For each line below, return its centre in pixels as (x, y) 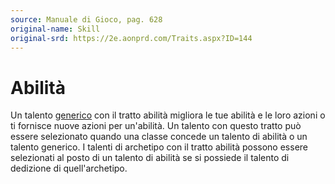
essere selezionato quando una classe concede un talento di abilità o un (159, 137)
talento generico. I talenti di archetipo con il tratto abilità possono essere (159, 147)
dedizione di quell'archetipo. (69, 168)
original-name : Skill (55, 29)
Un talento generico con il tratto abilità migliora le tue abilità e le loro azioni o (168, 115)
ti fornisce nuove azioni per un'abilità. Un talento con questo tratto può (156, 126)
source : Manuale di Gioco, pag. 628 (86, 19)
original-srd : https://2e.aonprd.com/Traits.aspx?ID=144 (131, 38)
